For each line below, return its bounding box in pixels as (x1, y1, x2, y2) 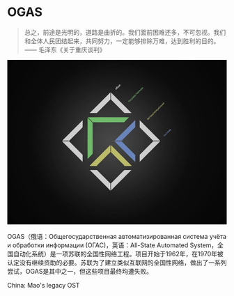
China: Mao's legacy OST (7, 281, 80, 289)
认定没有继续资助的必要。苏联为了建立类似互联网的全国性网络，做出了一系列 (7, 258, 227, 267)
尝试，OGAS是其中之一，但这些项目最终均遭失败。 (7, 267, 153, 275)
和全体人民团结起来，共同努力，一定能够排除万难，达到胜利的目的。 (24, 36, 220, 45)
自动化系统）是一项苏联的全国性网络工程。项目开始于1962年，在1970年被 (13, 249, 224, 258)
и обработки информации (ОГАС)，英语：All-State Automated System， (7, 241, 218, 249)
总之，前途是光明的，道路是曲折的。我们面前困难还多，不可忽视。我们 (24, 28, 226, 36)
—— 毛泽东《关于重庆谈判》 (24, 45, 106, 54)
